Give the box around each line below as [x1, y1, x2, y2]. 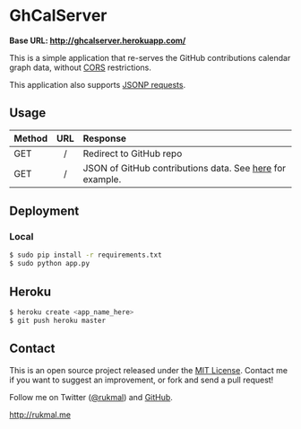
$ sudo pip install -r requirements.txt [9, 250, 163, 260]
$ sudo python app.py [9, 259, 90, 268]
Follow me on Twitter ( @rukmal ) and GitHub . [9, 391, 173, 402]
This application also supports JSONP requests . [9, 79, 186, 90]
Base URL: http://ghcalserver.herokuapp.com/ [9, 35, 186, 46]
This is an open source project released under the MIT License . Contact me [9, 364, 288, 375]
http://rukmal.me [9, 409, 72, 420]
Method [13, 132, 48, 144]
